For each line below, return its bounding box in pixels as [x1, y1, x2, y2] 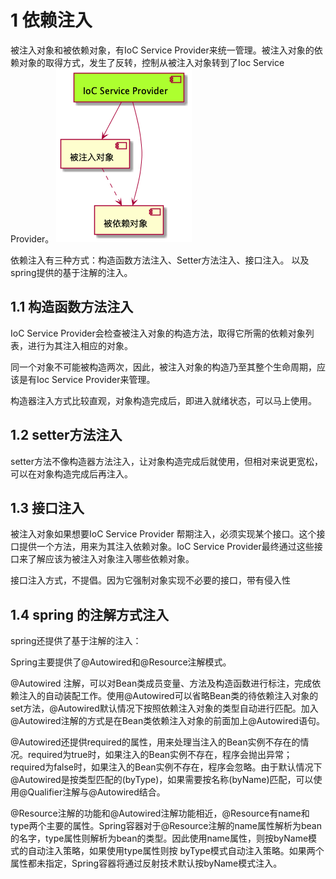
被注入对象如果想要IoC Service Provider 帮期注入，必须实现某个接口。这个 [10, 528, 317, 540]
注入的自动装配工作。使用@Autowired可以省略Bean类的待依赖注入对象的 [18, 690, 319, 702]
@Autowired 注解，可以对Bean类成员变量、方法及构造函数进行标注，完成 [10, 677, 313, 690]
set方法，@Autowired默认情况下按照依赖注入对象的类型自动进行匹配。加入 [10, 702, 319, 715]
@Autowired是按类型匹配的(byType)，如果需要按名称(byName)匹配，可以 [10, 774, 314, 786]
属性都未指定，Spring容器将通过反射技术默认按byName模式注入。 [10, 857, 283, 870]
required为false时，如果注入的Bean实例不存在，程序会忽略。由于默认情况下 [10, 761, 323, 773]
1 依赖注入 [10, 9, 93, 32]
